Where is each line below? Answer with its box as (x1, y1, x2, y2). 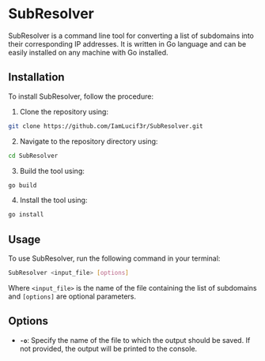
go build (8, 181, 37, 190)
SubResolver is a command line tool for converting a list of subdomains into (8, 31, 255, 40)
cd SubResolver (8, 152, 59, 160)
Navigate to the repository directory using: (19, 136, 158, 146)
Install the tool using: (19, 195, 88, 205)
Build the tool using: (19, 166, 85, 175)
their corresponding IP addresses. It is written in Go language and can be (8, 39, 247, 48)
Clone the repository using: (19, 107, 109, 116)
